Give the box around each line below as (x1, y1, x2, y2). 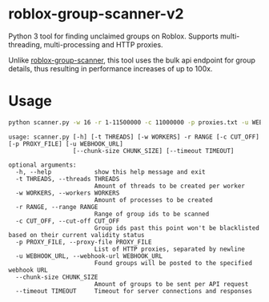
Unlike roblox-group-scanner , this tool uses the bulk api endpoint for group (8, 55, 256, 65)
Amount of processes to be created (94, 195, 214, 204)
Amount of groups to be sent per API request (94, 280, 249, 288)
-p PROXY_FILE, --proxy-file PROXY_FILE (15, 238, 152, 246)
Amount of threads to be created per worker (94, 182, 246, 190)
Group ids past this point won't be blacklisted (94, 223, 260, 232)
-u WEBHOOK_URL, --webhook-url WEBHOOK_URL (15, 252, 163, 260)
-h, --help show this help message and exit (15, 167, 206, 176)
